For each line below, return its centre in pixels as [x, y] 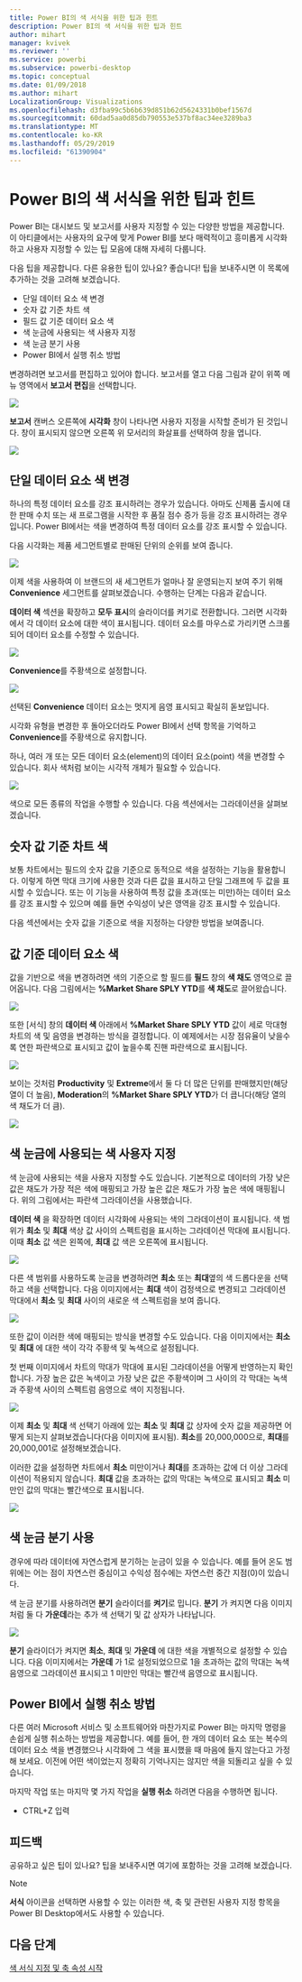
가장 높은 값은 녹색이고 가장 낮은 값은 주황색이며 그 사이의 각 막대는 [153, 1378]
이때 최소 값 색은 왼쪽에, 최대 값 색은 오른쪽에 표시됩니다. [109, 1241]
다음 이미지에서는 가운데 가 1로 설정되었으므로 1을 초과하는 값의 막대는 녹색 [159, 1662]
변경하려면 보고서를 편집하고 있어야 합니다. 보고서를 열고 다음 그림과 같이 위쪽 [145, 373]
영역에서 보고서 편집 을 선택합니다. [78, 385]
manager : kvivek [40, 43]
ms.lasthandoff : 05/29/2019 [62, 143]
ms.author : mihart [44, 93]
